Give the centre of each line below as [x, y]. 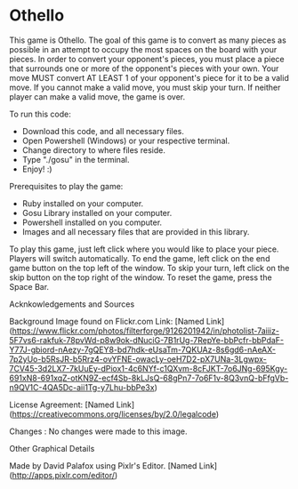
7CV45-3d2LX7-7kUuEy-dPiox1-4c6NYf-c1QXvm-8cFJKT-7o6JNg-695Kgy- [149, 368]
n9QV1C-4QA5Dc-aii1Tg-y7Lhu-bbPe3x [82, 387]
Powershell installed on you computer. [92, 222]
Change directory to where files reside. [94, 150]
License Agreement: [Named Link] [72, 405]
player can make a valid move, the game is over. [97, 96]
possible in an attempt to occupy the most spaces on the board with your [143, 49]
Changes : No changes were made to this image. [98, 431]
